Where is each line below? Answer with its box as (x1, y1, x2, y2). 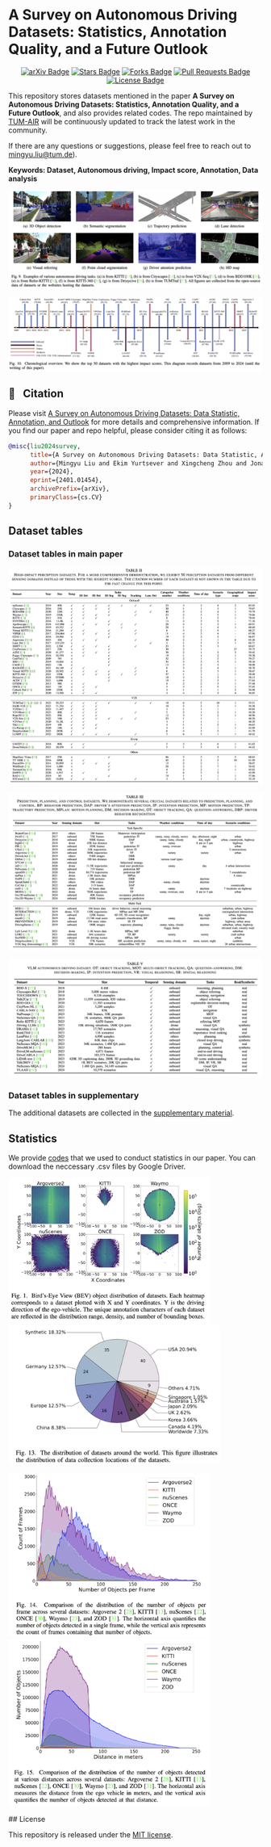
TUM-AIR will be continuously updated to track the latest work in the (8, 116, 236, 126)
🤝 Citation (8, 387, 65, 401)
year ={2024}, (29, 468, 74, 476)
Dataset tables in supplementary (8, 1089, 140, 1101)
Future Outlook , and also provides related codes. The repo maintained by (8, 107, 253, 118)
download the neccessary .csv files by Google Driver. (8, 1161, 186, 1172)
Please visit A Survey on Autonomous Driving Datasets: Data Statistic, (8, 408, 240, 418)
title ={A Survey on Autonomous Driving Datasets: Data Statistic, (29, 451, 258, 459)
